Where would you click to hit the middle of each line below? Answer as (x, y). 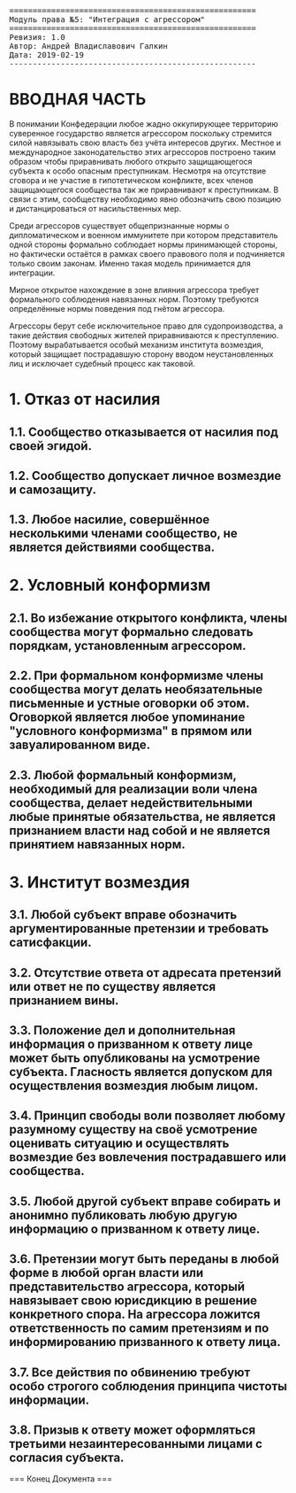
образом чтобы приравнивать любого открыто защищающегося (131, 161)
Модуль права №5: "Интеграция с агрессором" (107, 19)
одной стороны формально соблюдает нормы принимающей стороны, (144, 244)
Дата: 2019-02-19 (46, 55)
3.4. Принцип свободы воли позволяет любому (147, 1116)
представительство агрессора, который (127, 1287)
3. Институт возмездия (99, 882)
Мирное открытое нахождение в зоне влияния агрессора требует (134, 290)
